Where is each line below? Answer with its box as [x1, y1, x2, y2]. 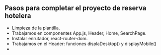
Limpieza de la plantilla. [11, 25, 60, 31]
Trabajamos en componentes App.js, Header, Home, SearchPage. [11, 30, 147, 36]
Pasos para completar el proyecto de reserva [4, 4, 147, 12]
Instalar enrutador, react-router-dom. [11, 35, 88, 41]
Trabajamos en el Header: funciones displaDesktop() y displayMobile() [11, 41, 157, 47]
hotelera [4, 12, 31, 20]
